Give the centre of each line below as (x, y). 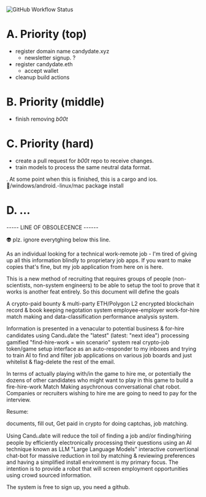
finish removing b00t (42, 119)
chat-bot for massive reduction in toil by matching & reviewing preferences (101, 455)
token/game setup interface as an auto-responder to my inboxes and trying (101, 349)
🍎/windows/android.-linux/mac (45, 185)
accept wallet (41, 70)
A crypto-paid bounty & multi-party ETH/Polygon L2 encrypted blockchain (100, 303)
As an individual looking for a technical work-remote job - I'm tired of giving (102, 254)
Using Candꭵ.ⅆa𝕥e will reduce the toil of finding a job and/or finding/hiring (99, 436)
